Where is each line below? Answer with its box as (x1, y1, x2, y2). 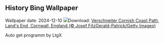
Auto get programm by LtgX (5, 32, 62, 38)
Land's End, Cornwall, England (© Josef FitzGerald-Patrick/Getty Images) (5, 22, 156, 28)
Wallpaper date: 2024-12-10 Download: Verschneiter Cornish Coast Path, (5, 17, 160, 23)
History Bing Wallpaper (5, 4, 78, 12)
